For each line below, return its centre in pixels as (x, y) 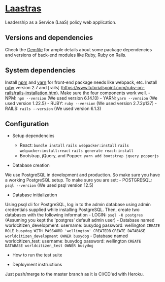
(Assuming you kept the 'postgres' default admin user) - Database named (80, 220)
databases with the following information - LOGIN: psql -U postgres (74, 215)
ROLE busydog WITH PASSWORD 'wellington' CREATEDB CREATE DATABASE (75, 231)
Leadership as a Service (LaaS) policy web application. (61, 22)
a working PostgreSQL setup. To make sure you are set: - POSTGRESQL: (79, 180)
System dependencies (40, 70)
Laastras (23, 9)
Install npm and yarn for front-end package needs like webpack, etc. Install (81, 82)
